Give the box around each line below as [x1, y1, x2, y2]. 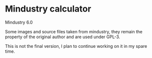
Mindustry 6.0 [5, 19, 33, 25]
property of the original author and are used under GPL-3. [5, 34, 120, 40]
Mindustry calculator [5, 3, 91, 14]
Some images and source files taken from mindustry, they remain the [5, 29, 143, 34]
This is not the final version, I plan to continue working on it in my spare [5, 43, 148, 49]
